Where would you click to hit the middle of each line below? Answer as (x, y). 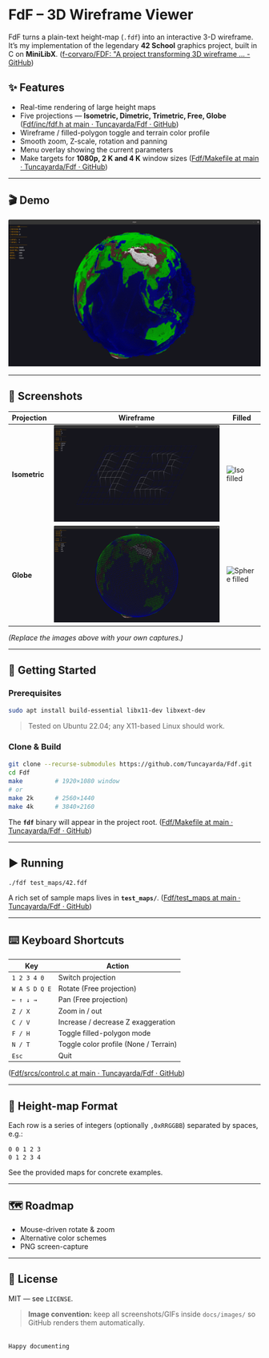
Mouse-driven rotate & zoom (67, 1229)
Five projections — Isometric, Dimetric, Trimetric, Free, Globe (123, 115)
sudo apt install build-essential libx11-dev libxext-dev (107, 711)
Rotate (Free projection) (97, 988)
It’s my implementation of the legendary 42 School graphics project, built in (133, 45)
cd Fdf (19, 773)
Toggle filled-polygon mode (104, 1033)
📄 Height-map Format (63, 1106)
